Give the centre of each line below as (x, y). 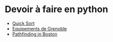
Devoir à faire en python (56, 9)
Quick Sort (23, 23)
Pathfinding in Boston (35, 34)
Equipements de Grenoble (39, 28)
